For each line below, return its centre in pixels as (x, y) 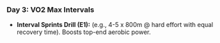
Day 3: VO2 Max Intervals (50, 10)
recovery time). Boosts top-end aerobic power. (84, 32)
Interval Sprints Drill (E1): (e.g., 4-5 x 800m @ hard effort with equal (115, 25)
